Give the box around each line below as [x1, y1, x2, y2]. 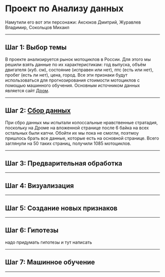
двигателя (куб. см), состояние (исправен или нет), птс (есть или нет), [5, 67, 154, 73]
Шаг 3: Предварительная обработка [5, 159, 123, 167]
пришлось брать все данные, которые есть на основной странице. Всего [5, 135, 160, 141]
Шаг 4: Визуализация [5, 181, 74, 190]
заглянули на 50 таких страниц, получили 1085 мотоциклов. [5, 140, 132, 146]
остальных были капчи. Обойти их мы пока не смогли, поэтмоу [5, 130, 139, 136]
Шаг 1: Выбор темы [5, 43, 67, 52]
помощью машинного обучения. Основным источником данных [5, 82, 140, 88]
